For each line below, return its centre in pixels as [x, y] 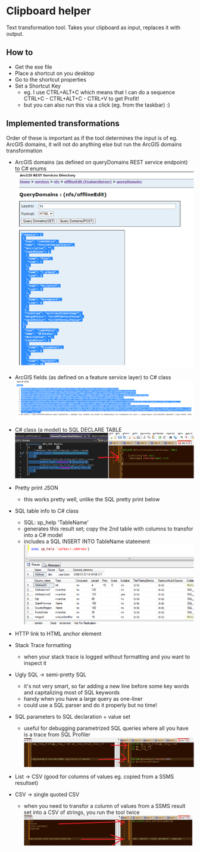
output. [15, 33]
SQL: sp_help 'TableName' [56, 523]
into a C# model [43, 535]
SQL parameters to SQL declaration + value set [73, 717]
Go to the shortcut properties [50, 79]
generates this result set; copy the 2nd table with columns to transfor [108, 529]
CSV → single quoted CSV [47, 794]
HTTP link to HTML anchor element [58, 634]
